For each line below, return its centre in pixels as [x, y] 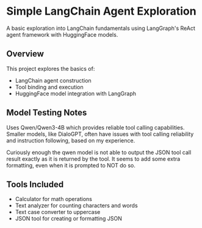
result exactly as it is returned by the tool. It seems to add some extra [93, 159]
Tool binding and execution [49, 87]
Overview [25, 54]
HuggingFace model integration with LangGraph [75, 94]
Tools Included [35, 184]
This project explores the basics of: [51, 68]
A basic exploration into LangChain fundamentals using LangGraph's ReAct [101, 28]
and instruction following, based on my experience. [71, 140]
